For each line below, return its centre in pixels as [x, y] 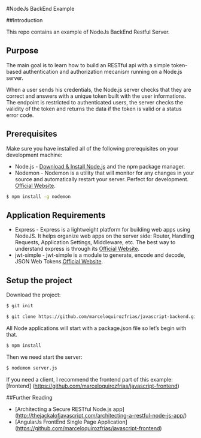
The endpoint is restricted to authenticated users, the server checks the [95, 102]
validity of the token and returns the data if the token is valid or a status [94, 109]
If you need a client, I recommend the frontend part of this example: [90, 379]
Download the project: [33, 295]
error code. [20, 115]
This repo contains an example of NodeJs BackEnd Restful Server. [88, 32]
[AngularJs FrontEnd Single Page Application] [71, 422]
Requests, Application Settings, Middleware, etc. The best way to [95, 242]
